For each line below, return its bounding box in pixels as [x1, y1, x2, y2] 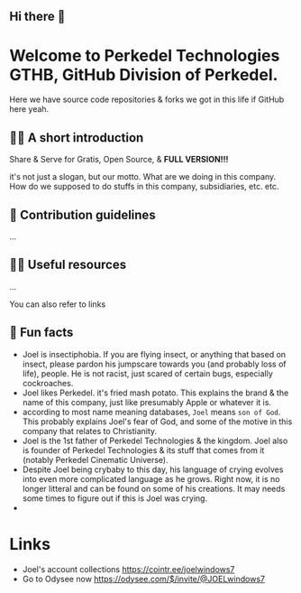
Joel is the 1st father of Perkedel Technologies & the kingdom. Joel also [22, 435, 288, 446]
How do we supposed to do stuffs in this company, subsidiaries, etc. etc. [9, 181, 279, 192]
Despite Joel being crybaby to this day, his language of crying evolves [22, 464, 284, 475]
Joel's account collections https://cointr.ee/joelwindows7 [22, 563, 235, 574]
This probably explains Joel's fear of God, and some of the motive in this [22, 416, 293, 427]
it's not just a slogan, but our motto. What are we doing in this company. [9, 171, 277, 182]
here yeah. [9, 104, 50, 115]
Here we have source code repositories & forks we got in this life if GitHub [9, 94, 285, 105]
